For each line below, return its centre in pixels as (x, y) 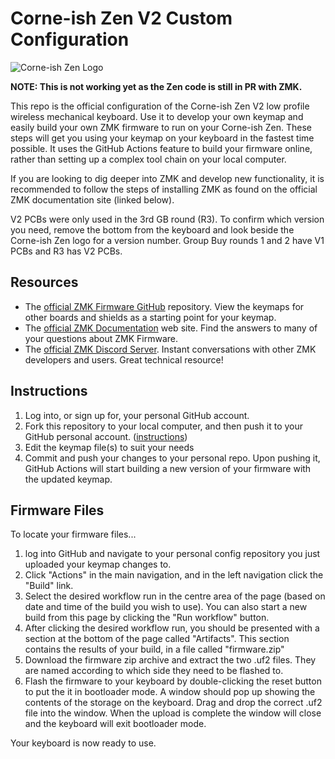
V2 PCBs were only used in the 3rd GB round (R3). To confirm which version (167, 219)
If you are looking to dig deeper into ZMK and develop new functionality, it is (167, 178)
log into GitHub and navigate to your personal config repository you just (172, 554)
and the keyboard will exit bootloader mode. (115, 724)
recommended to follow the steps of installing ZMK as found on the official (164, 189)
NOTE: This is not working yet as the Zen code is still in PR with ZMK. (156, 86)
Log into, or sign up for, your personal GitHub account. (137, 415)
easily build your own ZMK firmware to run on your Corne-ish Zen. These (161, 127)
